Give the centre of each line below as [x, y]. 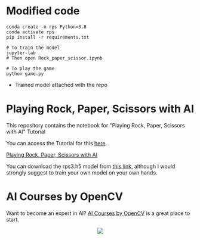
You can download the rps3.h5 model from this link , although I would [91, 166]
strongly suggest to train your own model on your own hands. [82, 172]
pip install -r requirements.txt [48, 37]
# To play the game [30, 68]
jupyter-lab [21, 53]
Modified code [43, 11]
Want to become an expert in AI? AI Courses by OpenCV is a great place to [98, 213]
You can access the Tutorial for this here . [57, 143]
